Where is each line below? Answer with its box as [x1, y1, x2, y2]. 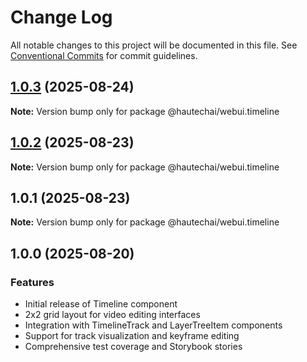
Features [10, 275, 55, 289]
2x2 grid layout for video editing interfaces [24, 309, 201, 321]
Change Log [10, 6, 113, 29]
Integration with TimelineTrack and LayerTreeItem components [24, 319, 283, 331]
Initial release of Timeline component [24, 298, 178, 310]
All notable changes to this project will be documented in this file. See [10, 39, 298, 51]
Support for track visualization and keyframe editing [24, 330, 240, 342]
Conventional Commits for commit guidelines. [10, 49, 198, 61]
